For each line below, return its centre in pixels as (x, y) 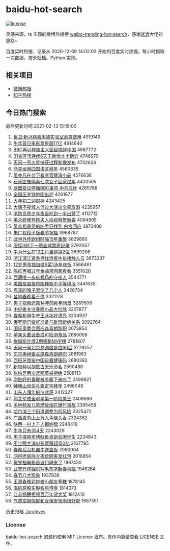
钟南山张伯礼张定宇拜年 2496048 (48, 386)
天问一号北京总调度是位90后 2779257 (53, 347)
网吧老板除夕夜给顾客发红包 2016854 (52, 456)
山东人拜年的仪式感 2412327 (43, 392)
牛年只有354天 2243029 (39, 430)
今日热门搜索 (26, 113)
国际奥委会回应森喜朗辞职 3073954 (50, 328)
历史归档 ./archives (26, 511)
